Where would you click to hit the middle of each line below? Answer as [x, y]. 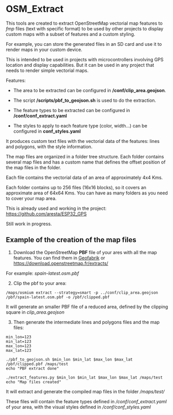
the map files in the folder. [33, 167]
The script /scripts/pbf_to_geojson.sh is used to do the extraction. [85, 100]
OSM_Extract [35, 9]
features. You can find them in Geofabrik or [59, 258]
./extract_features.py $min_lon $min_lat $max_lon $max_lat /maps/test [84, 377]
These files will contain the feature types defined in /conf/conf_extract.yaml [86, 401]
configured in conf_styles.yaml [47, 131]
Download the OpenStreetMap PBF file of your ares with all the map [85, 252]
